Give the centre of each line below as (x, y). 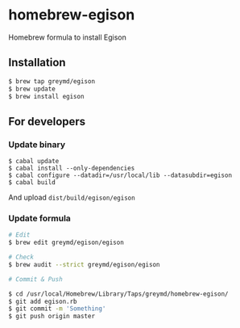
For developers (47, 122)
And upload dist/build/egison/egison (72, 198)
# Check (21, 257)
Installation (37, 63)
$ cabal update (34, 162)
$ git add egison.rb (43, 301)
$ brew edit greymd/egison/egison (66, 243)
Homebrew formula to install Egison (68, 37)
